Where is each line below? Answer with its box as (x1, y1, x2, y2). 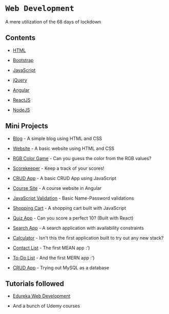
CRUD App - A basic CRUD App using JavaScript (12, 175, 117, 181)
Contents (5, 33, 36, 42)
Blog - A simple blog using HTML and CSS (12, 135, 102, 142)
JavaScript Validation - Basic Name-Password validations (12, 195, 134, 201)
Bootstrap (12, 57, 34, 63)
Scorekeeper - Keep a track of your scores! (12, 165, 104, 171)
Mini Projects (5, 122, 49, 130)
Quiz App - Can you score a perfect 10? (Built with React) (12, 214, 134, 221)
